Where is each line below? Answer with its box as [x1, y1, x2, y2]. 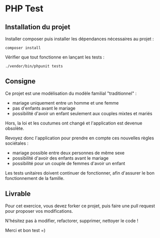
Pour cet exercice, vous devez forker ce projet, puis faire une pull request [5, 203, 155, 209]
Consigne [5, 77, 36, 86]
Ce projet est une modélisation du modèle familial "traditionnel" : [5, 90, 137, 96]
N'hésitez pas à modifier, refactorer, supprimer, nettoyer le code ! [5, 218, 139, 224]
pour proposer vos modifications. [5, 208, 73, 214]
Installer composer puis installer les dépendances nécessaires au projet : [5, 36, 154, 42]
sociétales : [5, 140, 29, 146]
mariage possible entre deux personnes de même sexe [12, 150, 125, 156]
